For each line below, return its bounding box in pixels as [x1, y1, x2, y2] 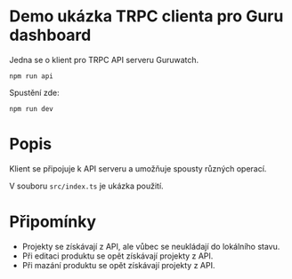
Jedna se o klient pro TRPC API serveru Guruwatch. [9, 54, 199, 65]
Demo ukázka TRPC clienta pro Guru [9, 6, 284, 27]
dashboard [9, 25, 92, 45]
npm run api [9, 71, 53, 81]
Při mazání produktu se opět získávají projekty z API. [21, 259, 215, 270]
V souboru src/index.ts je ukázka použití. [9, 180, 164, 191]
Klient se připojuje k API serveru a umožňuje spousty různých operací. [9, 163, 267, 174]
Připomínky [9, 211, 96, 232]
